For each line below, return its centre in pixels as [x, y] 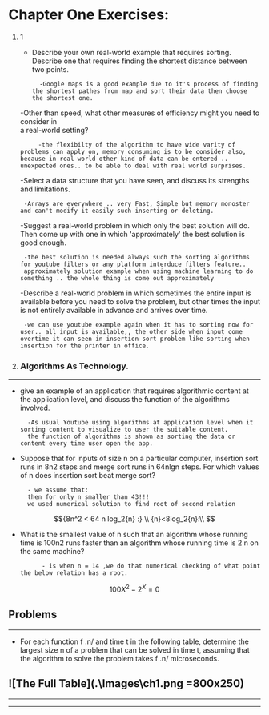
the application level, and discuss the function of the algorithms [124, 400]
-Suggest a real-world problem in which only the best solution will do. [134, 225]
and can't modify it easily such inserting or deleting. [117, 211]
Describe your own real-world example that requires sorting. [132, 52]
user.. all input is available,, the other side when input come [131, 331]
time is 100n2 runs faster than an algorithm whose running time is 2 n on [139, 543]
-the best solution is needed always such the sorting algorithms [137, 257]
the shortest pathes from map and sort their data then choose [140, 91]
